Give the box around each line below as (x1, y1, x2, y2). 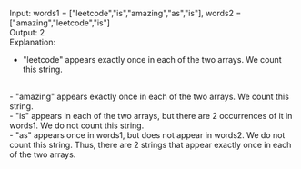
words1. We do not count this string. (9, 120, 145, 131)
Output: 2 (9, 27, 45, 37)
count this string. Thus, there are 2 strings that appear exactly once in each (9, 140, 292, 150)
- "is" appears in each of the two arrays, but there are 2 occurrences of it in (9, 111, 293, 121)
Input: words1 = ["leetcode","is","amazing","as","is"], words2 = (9, 8, 242, 18)
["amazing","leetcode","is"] (9, 17, 111, 28)
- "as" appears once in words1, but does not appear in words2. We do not (9, 130, 286, 140)
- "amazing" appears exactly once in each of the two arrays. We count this (9, 91, 289, 102)
